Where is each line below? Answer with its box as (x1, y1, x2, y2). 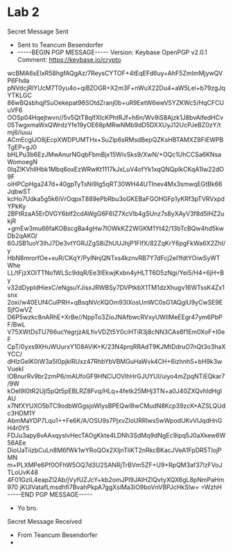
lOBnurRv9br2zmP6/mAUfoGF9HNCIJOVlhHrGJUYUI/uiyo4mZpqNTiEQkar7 (7, 372, 225, 380)
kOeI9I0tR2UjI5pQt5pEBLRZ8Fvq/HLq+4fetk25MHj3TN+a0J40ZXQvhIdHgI (7, 387, 223, 395)
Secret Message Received (7, 517, 82, 525)
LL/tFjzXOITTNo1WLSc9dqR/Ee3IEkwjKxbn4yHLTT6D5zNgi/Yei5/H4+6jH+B (7, 269, 224, 277)
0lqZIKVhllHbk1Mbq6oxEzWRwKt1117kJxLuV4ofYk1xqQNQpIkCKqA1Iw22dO (7, 165, 224, 173)
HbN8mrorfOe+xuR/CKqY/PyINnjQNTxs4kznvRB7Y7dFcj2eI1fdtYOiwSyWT (7, 253, 221, 262)
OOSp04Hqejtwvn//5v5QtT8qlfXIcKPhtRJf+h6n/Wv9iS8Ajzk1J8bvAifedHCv (7, 113, 224, 122)
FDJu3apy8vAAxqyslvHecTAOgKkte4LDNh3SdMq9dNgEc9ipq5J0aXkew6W (7, 431, 226, 439)
